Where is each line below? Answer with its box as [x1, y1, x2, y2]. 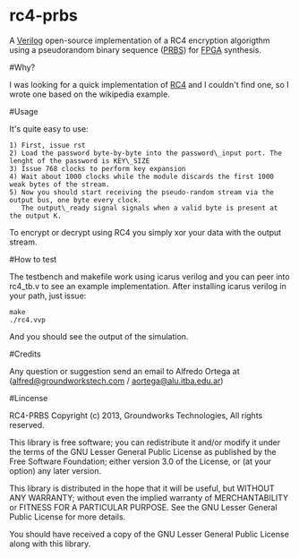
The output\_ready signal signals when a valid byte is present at [21, 203, 278, 212]
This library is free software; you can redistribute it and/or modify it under [9, 436, 281, 448]
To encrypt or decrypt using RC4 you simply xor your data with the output [9, 227, 282, 237]
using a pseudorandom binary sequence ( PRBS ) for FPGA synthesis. [9, 44, 262, 55]
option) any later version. [9, 465, 101, 476]
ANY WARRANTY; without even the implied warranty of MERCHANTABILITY [9, 492, 289, 502]
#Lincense [9, 392, 48, 403]
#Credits [9, 348, 42, 359]
